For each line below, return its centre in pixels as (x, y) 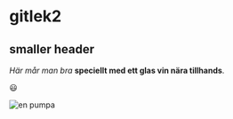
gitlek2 (36, 16)
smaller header (52, 49)
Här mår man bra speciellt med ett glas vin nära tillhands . (117, 70)
